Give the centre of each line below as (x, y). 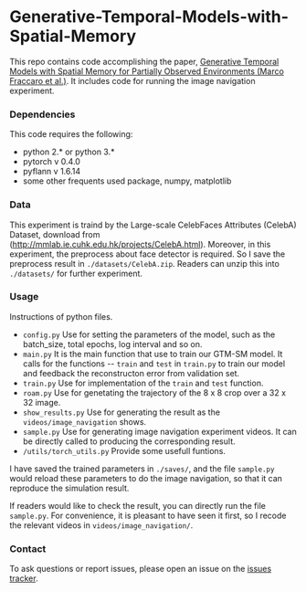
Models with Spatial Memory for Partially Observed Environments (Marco (147, 71)
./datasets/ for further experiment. (76, 273)
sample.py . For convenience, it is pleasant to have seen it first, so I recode (148, 515)
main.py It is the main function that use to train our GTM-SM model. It (153, 354)
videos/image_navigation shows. (84, 421)
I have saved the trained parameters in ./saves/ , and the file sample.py (142, 469)
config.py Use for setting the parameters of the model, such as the (149, 334)
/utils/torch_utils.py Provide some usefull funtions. (124, 450)
